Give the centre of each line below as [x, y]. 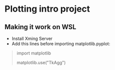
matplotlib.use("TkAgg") [41, 62]
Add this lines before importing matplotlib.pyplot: [61, 44]
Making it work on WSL [40, 27]
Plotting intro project [47, 9]
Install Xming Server [32, 38]
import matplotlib [34, 53]
